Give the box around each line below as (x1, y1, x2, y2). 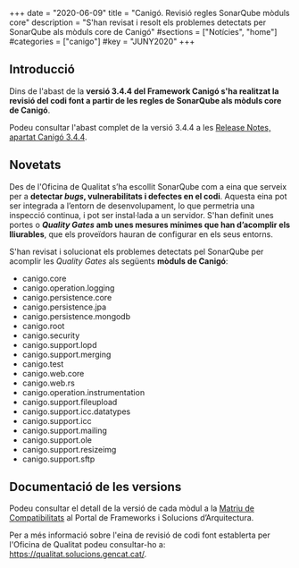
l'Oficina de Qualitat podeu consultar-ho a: (9, 539, 166, 550)
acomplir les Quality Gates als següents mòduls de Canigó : (9, 255, 228, 267)
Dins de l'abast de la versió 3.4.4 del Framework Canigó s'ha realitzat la (9, 85, 279, 97)
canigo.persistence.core (21, 292, 112, 302)
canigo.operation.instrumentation (21, 386, 145, 397)
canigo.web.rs (21, 377, 76, 388)
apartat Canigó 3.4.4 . (9, 131, 87, 142)
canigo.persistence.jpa (21, 301, 107, 312)
